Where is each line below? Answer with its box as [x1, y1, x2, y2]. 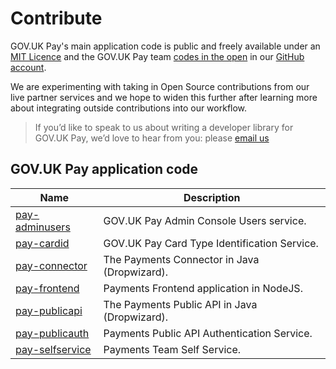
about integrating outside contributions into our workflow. [10, 102, 248, 114]
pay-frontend [15, 281, 80, 295]
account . [10, 61, 47, 73]
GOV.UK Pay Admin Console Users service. [103, 213, 307, 227]
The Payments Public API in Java [103, 297, 258, 311]
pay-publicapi [15, 303, 83, 317]
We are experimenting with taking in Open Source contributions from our [10, 80, 310, 92]
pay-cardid [15, 236, 70, 250]
